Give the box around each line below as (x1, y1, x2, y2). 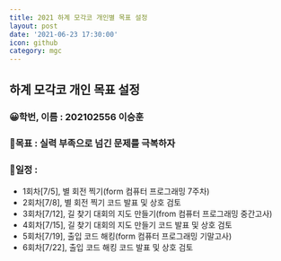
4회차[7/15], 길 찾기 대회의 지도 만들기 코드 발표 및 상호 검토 (22, 219, 233, 230)
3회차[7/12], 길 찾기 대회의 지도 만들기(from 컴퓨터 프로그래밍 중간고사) (22, 208, 273, 219)
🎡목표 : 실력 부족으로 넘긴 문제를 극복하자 (9, 137, 176, 150)
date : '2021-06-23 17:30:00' (9, 30, 119, 39)
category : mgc (9, 47, 63, 56)
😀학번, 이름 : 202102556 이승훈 (9, 111, 145, 124)
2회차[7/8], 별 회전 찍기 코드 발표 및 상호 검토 (22, 196, 181, 207)
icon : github (9, 38, 58, 48)
